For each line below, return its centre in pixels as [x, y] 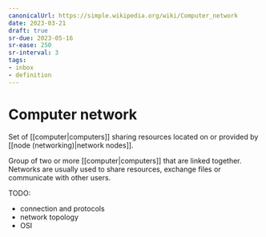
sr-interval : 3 [34, 53]
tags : [17, 61]
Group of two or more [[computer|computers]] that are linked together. [125, 160]
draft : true [28, 30]
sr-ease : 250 [30, 45]
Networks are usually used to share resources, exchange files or [115, 169]
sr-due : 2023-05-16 [41, 38]
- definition [30, 75]
